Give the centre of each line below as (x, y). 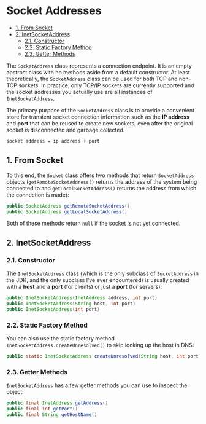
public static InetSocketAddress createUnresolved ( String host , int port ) (104, 356)
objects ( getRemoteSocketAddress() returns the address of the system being (102, 181)
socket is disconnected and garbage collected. (66, 130)
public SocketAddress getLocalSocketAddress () (67, 212)
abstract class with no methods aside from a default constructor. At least (98, 72)
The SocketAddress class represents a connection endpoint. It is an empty (99, 66)
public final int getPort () (42, 409)
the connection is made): (38, 195)
